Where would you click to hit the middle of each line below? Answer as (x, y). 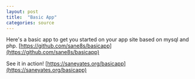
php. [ (13, 46)
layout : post (22, 12)
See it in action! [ (27, 64)
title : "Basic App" (32, 17)
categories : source (30, 23)
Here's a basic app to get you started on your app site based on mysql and (97, 40)
